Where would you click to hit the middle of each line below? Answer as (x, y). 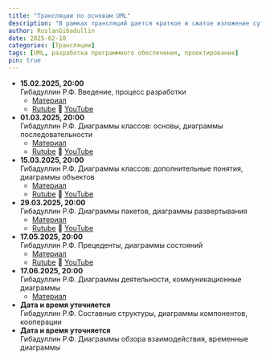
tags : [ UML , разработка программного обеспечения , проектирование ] (124, 53)
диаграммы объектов (57, 176)
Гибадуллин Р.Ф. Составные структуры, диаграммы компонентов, (133, 313)
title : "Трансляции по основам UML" (70, 16)
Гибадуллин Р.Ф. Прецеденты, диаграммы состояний (111, 245)
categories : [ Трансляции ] (51, 46)
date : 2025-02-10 (37, 38)
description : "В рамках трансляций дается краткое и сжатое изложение (129, 23)
